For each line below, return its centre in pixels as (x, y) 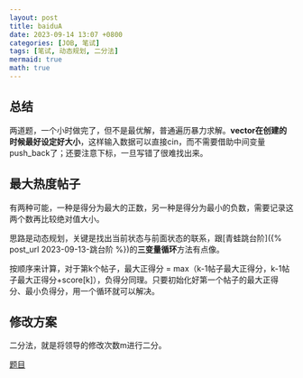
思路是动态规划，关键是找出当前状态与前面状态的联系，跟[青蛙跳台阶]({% (146, 238)
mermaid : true (36, 60)
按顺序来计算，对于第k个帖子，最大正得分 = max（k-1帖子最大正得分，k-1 (146, 268)
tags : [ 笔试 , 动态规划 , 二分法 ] (64, 51)
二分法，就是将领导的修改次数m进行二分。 (88, 346)
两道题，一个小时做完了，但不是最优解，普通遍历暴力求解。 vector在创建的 (148, 130)
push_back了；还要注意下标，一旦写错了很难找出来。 (109, 152)
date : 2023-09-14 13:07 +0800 (66, 34)
